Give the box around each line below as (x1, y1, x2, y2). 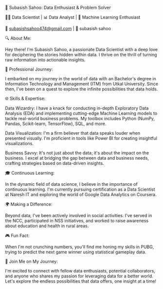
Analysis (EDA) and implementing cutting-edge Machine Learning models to (5, 110, 158, 116)
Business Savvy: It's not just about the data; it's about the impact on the (5, 150, 149, 156)
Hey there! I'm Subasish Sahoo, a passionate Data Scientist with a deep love (5, 47, 158, 52)
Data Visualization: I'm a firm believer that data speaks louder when (5, 130, 140, 136)
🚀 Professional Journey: (5, 66, 53, 72)
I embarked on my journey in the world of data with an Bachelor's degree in (5, 76, 157, 81)
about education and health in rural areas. (5, 223, 89, 229)
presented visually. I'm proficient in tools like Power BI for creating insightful (5, 135, 157, 141)
